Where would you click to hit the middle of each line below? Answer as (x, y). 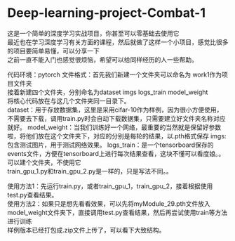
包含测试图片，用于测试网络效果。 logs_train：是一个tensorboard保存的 (110, 145)
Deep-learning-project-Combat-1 (106, 13)
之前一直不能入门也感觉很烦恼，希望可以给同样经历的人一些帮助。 (102, 59)
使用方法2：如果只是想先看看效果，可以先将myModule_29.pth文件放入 (109, 203)
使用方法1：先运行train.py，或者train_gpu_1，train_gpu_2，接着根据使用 (110, 186)
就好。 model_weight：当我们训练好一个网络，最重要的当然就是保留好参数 (114, 127)
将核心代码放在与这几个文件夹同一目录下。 (69, 100)
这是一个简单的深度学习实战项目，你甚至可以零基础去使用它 (93, 33)
